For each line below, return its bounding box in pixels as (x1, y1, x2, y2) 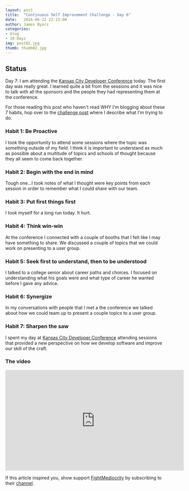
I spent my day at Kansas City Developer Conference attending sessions (5, 334, 157, 340)
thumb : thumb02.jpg (5, 45, 47, 51)
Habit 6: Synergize (5, 293, 52, 300)
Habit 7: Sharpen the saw (5, 323, 69, 330)
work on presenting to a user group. (5, 245, 81, 251)
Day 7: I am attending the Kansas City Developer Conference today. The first (5, 78, 166, 84)
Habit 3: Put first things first (5, 198, 76, 205)
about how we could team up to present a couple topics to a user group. (5, 310, 157, 316)
